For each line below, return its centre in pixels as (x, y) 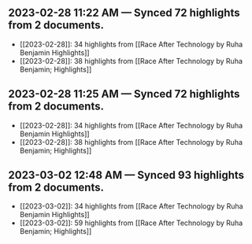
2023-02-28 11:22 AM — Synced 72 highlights (124, 13)
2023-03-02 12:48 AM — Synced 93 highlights (126, 175)
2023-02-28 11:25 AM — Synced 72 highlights (124, 94)
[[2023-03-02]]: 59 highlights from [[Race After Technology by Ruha (131, 223)
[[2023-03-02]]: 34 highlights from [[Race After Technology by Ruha (131, 206)
